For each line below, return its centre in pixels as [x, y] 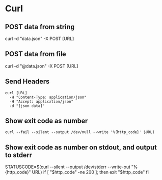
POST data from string [40, 27]
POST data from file [36, 54]
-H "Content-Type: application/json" [48, 97]
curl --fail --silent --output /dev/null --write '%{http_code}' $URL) [80, 132]
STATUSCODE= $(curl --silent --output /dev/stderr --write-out [68, 167]
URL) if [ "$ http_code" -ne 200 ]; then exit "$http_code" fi [90, 172]
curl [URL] [16, 93]
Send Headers [27, 82]
